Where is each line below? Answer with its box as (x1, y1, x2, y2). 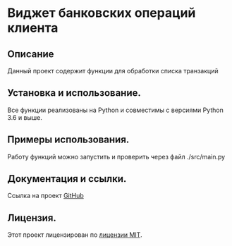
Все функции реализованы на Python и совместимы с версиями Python (7, 106, 224, 114)
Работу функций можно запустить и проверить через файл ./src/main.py (7, 152, 226, 161)
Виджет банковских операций (7, 5, 196, 21)
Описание (7, 48, 54, 60)
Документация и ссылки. (7, 173, 127, 185)
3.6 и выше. (7, 113, 42, 121)
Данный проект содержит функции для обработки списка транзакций (7, 67, 219, 75)
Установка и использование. (7, 87, 141, 99)
